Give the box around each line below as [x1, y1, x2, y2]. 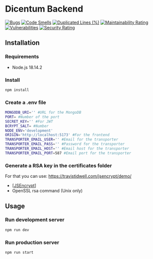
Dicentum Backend [5, 3, 84, 15]
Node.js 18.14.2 [12, 64, 42, 70]
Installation [5, 39, 40, 47]
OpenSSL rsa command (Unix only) [12, 188, 83, 194]
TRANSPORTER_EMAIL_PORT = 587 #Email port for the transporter [5, 151, 132, 155]
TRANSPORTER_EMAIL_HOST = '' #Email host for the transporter [5, 146, 130, 151]
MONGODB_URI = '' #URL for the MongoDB [5, 110, 82, 115]
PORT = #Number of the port [5, 114, 60, 120]
